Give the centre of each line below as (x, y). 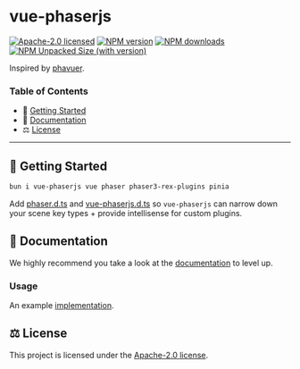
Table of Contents (49, 91)
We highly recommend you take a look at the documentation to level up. (142, 263)
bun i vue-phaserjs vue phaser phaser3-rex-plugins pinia (119, 187)
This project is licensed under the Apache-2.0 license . (108, 355)
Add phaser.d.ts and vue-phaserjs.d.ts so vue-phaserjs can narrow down (144, 204)
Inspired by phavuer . (47, 68)
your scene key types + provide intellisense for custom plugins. (126, 213)
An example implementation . (62, 306)
